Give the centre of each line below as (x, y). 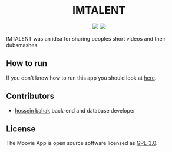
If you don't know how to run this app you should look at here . (81, 78)
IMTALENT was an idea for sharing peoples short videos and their (86, 38)
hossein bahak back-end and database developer (75, 110)
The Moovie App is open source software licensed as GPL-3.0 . (82, 143)
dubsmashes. (23, 45)
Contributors (30, 96)
